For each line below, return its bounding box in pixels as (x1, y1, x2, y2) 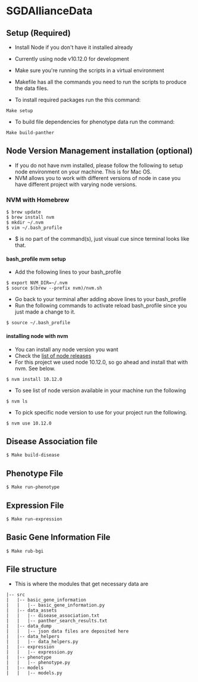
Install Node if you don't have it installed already (14, 44, 133, 51)
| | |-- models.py (6, 669, 62, 676)
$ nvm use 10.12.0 (6, 420, 52, 426)
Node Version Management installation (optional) (6, 146, 193, 156)
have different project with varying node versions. (14, 181, 137, 188)
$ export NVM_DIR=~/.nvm (6, 280, 68, 286)
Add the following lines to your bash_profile (14, 268, 122, 275)
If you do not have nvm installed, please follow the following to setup (14, 162, 183, 169)
